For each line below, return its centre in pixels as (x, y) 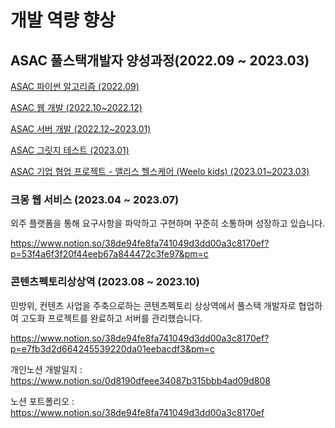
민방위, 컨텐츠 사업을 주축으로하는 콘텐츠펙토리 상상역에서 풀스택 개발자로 (153, 305)
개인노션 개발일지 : (46, 369)
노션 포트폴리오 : (42, 401)
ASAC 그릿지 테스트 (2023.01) (70, 150)
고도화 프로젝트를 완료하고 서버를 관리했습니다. (111, 318)
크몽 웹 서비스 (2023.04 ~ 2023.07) (95, 199)
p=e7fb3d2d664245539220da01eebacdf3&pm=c (112, 348)
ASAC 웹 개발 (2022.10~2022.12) (76, 107)
